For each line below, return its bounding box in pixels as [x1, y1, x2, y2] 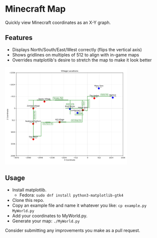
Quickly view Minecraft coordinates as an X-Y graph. [5, 20, 111, 25]
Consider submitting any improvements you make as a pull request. [5, 227, 140, 233]
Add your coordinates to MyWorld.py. [12, 213, 88, 218]
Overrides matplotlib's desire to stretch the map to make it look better [12, 57, 152, 63]
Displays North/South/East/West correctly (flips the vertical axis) [12, 46, 142, 52]
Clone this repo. [12, 197, 44, 203]
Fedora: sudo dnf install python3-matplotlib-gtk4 [19, 192, 123, 198]
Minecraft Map [5, 3, 66, 15]
